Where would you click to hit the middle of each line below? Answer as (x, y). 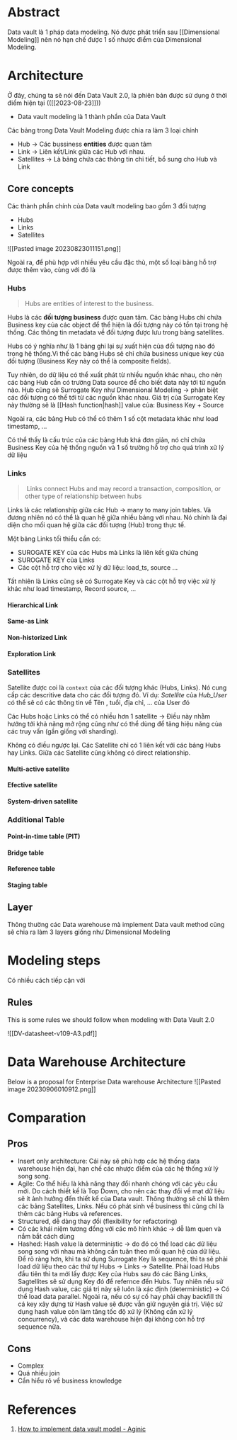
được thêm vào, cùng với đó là (51, 269)
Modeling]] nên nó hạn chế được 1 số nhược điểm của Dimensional (104, 39)
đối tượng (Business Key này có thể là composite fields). (89, 361)
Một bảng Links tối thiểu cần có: (54, 539)
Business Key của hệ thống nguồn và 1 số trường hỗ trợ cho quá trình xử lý (116, 447)
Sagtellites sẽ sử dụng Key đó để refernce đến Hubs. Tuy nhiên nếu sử (120, 1281)
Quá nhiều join (39, 1373)
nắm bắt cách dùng (46, 1236)
